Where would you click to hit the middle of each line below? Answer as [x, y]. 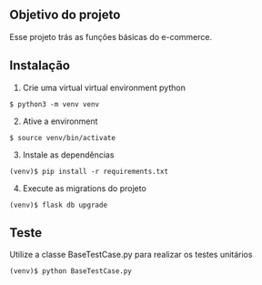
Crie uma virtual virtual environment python [104, 87]
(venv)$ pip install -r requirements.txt [89, 171]
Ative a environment [60, 121]
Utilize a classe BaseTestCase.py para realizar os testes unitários [131, 255]
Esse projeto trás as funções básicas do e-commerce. [111, 36]
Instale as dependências [68, 155]
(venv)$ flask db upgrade [58, 205]
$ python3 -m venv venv [55, 104]
